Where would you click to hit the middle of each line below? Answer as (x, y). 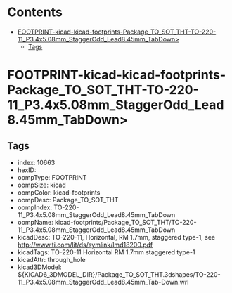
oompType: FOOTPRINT (52, 177)
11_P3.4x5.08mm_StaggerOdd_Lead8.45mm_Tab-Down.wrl (103, 282)
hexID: (27, 170)
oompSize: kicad (42, 185)
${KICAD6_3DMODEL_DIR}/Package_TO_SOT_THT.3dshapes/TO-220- (119, 274)
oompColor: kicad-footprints (59, 192)
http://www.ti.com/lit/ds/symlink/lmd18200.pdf (85, 245)
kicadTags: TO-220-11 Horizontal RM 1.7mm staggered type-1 (106, 252)
